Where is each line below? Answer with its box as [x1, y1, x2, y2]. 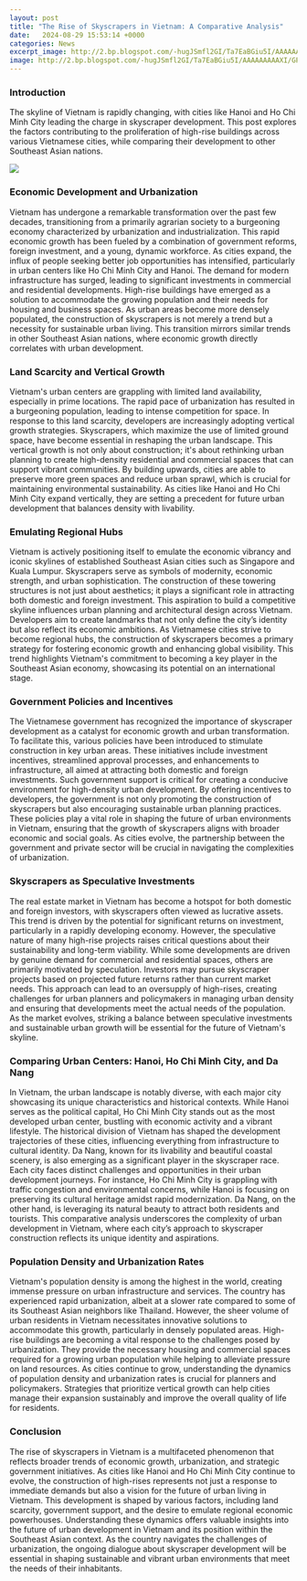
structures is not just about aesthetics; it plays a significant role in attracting [9, 585, 295, 596]
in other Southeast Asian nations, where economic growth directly [9, 333, 259, 344]
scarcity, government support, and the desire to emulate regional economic [9, 1504, 294, 1515]
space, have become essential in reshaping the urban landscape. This [9, 434, 273, 445]
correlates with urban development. [9, 342, 144, 353]
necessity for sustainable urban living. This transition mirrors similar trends [9, 323, 291, 334]
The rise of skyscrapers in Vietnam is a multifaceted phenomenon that [9, 1446, 274, 1457]
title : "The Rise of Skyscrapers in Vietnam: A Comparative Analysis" [9, 22, 284, 31]
